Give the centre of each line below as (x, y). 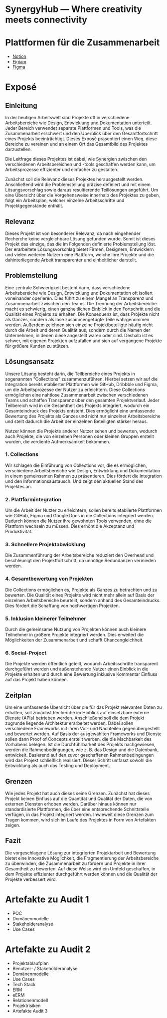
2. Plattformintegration (33, 499)
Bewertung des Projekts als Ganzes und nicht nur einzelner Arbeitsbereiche (83, 416)
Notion (19, 56)
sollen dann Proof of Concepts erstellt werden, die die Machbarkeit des (79, 739)
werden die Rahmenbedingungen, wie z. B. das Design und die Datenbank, (82, 750)
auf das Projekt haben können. (37, 680)
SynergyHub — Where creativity (74, 9)
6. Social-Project (26, 653)
